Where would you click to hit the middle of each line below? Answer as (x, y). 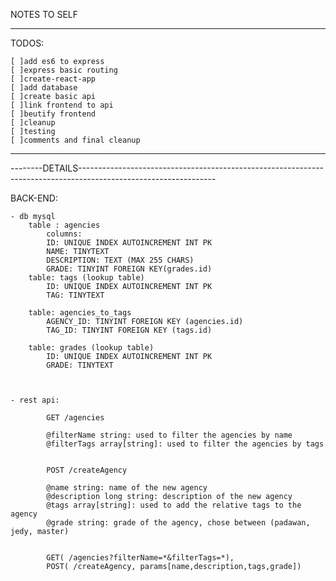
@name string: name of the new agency (127, 488)
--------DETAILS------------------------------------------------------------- (167, 168)
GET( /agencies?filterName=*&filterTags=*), (140, 558)
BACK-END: (34, 198)
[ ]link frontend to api (62, 105)
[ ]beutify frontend (53, 114)
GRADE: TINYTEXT (80, 365)
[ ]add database (44, 88)
